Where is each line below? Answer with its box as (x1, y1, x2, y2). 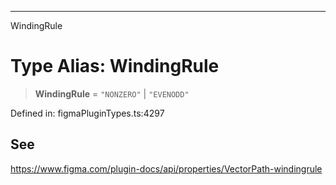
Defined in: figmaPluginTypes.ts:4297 (10, 107, 165, 119)
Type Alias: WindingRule (10, 55, 220, 78)
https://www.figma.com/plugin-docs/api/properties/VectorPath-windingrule (10, 162, 323, 175)
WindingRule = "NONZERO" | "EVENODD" (34, 87, 190, 100)
